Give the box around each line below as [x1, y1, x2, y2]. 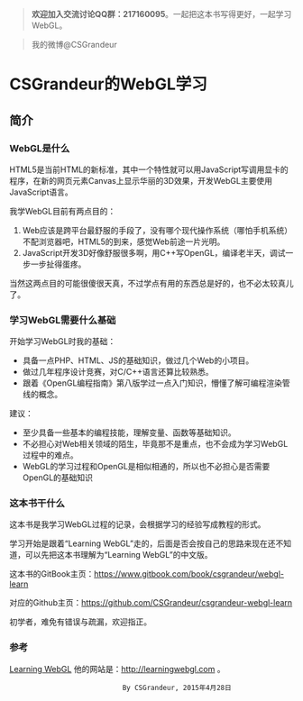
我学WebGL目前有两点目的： [9, 205, 116, 216]
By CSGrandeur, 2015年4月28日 [122, 683, 232, 692]
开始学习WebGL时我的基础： [9, 336, 116, 347]
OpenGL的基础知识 [22, 472, 93, 483]
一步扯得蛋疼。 [30, 259, 87, 269]
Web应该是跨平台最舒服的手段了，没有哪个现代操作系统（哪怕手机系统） [22, 224, 293, 235]
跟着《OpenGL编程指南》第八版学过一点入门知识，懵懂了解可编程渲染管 [22, 378, 290, 388]
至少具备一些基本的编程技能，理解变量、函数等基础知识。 [22, 427, 236, 438]
